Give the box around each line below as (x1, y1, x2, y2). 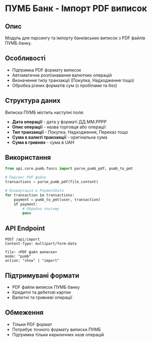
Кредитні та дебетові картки (12, 289, 71, 295)
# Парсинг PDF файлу (5, 175, 47, 180)
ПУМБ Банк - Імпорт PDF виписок (5, 3, 147, 14)
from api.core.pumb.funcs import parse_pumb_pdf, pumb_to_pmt (5, 166, 133, 171)
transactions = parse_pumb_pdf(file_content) (5, 180, 98, 185)
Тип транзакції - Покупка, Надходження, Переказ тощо (12, 129, 128, 135)
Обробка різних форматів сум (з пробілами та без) (12, 82, 118, 88)
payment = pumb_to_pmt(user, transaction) (14, 197, 101, 202)
